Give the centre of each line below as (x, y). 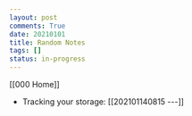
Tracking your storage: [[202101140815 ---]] (103, 102)
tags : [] (25, 51)
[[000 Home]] (34, 84)
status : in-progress (48, 59)
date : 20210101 (38, 34)
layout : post (33, 17)
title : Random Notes (48, 42)
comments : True (38, 26)
